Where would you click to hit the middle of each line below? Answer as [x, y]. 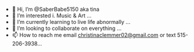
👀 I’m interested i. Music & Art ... [52, 16]
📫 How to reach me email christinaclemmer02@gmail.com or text [94, 35]
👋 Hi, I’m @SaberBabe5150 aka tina [55, 9]
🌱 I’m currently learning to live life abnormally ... [71, 22]
